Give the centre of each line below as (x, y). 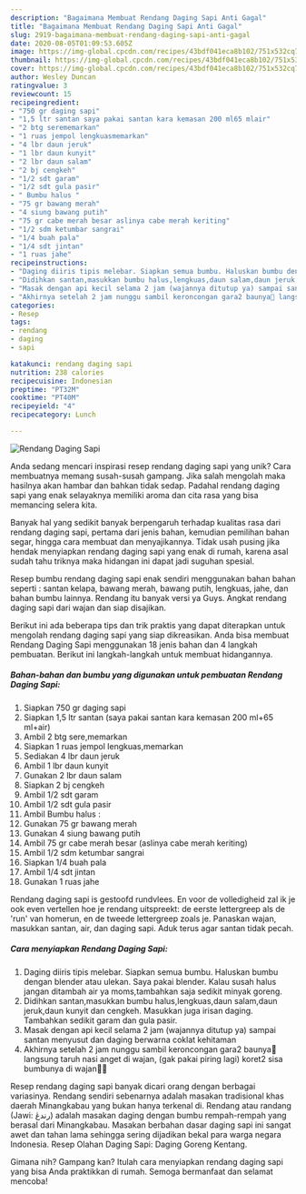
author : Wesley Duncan (53, 77)
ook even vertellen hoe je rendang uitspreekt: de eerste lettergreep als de (148, 908)
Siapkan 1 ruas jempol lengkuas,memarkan (104, 746)
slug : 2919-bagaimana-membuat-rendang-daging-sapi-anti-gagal (130, 35)
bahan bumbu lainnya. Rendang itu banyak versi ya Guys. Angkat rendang (148, 597)
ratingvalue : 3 (39, 85)
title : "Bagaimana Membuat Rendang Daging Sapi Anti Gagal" (127, 26)
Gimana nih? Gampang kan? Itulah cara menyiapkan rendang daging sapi (147, 1161)
